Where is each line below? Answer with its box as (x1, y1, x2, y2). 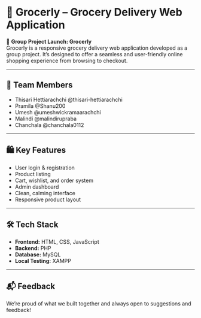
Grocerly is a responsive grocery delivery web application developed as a (6, 44, 188, 52)
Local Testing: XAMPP (14, 258, 72, 265)
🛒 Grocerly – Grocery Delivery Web (6, 5, 182, 19)
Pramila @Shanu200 (14, 102, 66, 110)
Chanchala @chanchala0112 (14, 121, 84, 128)
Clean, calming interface (14, 189, 76, 196)
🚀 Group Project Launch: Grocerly (6, 38, 92, 45)
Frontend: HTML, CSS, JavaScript (14, 238, 100, 246)
